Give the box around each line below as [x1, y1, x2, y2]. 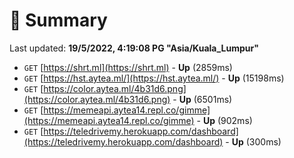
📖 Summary [9, 9, 108, 32]
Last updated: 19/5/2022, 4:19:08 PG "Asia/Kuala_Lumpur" [9, 42, 259, 54]
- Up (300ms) [225, 135, 282, 148]
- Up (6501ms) [172, 93, 233, 105]
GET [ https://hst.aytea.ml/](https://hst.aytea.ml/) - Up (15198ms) [23, 72, 285, 84]
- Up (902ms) [196, 114, 253, 126]
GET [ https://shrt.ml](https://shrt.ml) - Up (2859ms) [23, 61, 233, 73]
